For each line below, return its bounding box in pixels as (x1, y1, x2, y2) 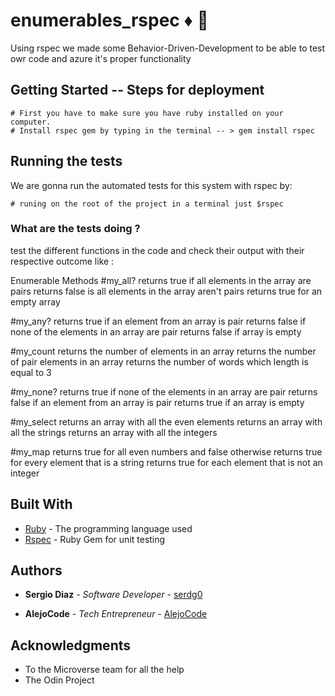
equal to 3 (10, 366, 52, 378)
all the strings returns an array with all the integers (10, 426, 218, 438)
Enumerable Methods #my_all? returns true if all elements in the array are (10, 274, 312, 286)
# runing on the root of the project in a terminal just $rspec (10, 199, 284, 209)
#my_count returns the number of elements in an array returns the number (10, 345, 317, 357)
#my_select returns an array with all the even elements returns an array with (10, 415, 323, 428)
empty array (10, 295, 61, 308)
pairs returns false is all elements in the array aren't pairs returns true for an (10, 285, 323, 297)
